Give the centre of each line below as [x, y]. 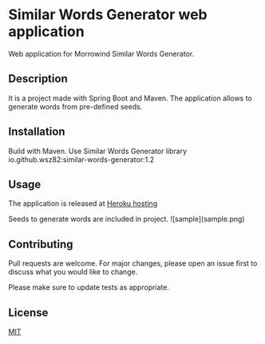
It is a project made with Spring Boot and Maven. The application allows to [131, 98]
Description [38, 79]
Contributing [41, 244]
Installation [37, 132]
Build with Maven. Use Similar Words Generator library [98, 151]
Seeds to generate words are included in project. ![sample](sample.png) [127, 219]
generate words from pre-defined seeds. [75, 106]
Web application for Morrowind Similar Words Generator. [101, 53]
